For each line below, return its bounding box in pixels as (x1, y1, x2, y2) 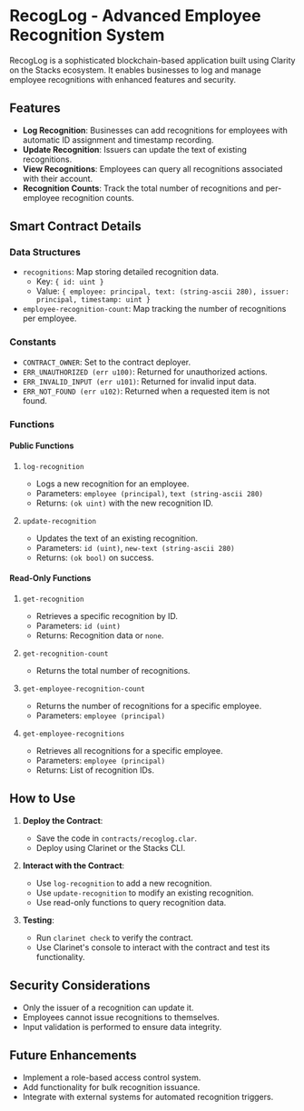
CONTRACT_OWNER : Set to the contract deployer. (22, 356, 191, 367)
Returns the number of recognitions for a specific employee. (35, 701, 262, 712)
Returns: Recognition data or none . (35, 630, 164, 641)
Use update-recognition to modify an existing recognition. (35, 887, 254, 898)
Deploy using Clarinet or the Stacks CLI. (35, 842, 186, 853)
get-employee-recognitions (22, 729, 125, 739)
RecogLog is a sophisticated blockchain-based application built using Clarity (9, 55, 296, 65)
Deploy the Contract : (22, 815, 103, 826)
